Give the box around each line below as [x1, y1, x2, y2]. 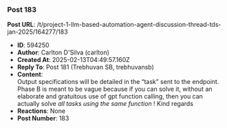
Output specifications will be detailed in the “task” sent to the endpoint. [17, 78, 219, 86]
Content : [17, 70, 43, 78]
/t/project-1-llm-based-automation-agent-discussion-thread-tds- [36, 21, 221, 29]
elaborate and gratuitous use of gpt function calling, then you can [17, 92, 203, 100]
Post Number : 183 [17, 114, 69, 122]
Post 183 [7, 5, 36, 14]
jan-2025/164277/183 [7, 28, 68, 36]
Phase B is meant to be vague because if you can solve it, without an [17, 85, 213, 94]
